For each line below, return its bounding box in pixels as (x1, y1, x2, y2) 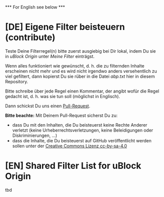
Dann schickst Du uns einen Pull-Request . (5, 103, 90, 109)
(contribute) (5, 32, 56, 43)
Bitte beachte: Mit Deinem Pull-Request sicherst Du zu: (5, 112, 118, 118)
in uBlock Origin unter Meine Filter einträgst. (5, 53, 95, 59)
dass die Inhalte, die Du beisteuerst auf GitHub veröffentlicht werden (12, 137, 152, 143)
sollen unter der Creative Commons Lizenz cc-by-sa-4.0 (12, 143, 127, 149)
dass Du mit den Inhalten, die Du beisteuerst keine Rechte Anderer (12, 122, 148, 128)
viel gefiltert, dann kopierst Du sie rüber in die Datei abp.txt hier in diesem (5, 73, 155, 79)
